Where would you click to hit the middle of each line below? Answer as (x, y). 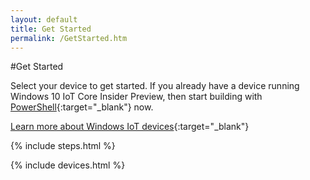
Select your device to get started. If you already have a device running (155, 86)
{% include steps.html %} (63, 146)
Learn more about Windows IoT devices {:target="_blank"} (130, 127)
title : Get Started (51, 29)
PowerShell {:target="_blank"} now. (82, 107)
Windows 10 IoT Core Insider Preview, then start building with (136, 97)
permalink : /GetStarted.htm (69, 38)
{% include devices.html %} (68, 165)
